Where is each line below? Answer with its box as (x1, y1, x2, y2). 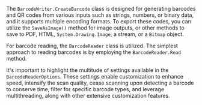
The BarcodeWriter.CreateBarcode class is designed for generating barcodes (6, 5, 196, 12)
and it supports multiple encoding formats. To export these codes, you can (6, 18, 191, 25)
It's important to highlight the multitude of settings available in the (6, 67, 169, 74)
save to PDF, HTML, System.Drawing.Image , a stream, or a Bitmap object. (6, 31, 185, 38)
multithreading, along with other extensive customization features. (6, 92, 170, 99)
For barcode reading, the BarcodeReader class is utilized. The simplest (6, 42, 179, 49)
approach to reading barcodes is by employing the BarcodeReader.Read (6, 49, 182, 56)
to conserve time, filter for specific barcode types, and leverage (6, 86, 164, 92)
